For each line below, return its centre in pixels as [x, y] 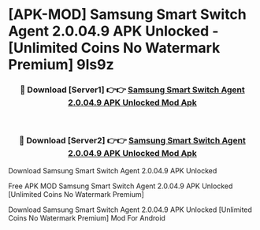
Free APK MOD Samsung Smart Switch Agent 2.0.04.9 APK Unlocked [121, 186]
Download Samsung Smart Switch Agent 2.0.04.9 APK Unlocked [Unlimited [130, 210]
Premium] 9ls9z [61, 65]
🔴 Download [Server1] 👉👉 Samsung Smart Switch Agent [132, 90]
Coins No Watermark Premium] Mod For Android [87, 217]
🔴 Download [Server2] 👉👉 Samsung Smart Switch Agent [132, 141]
